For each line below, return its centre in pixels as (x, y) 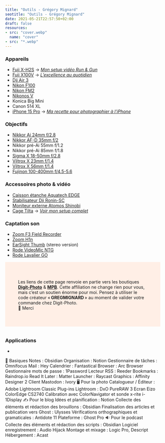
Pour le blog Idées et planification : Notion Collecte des (85, 400)
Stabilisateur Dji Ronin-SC (38, 200)
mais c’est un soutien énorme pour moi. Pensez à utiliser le (78, 292)
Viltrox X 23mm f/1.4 (33, 161)
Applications (21, 340)
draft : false (18, 23)
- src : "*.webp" (22, 42)
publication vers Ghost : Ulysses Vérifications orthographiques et (71, 412)
